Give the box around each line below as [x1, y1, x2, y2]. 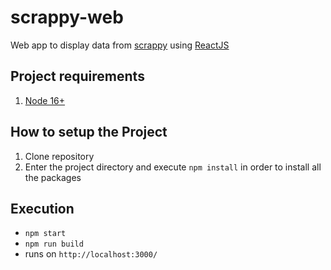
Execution [10, 200, 75, 217]
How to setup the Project [10, 124, 168, 141]
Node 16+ [24, 94, 66, 106]
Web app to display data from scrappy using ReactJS [10, 39, 230, 51]
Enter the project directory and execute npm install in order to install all [24, 161, 322, 173]
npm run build [24, 239, 84, 250]
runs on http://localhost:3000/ [24, 248, 158, 260]
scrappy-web [10, 6, 124, 29]
